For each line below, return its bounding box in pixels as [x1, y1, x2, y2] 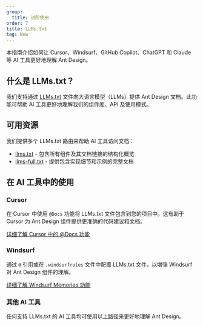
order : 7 [6, 20, 28, 26]
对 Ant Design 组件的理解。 [6, 268, 75, 276]
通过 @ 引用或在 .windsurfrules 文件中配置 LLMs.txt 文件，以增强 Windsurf [6, 261, 193, 268]
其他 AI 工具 [6, 298, 41, 306]
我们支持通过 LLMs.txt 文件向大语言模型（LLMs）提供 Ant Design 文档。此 [6, 93, 192, 100]
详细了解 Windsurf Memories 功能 [6, 281, 91, 288]
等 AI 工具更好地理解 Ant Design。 [6, 56, 92, 64]
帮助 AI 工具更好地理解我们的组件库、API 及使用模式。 [16, 101, 152, 108]
